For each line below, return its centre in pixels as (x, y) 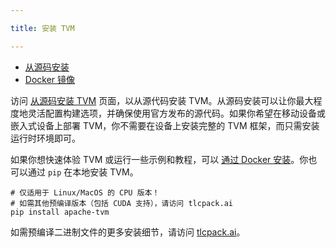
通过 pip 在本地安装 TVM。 (83, 172)
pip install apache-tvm (60, 212)
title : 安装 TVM (42, 28)
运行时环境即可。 (45, 138)
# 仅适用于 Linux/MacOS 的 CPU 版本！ (85, 192)
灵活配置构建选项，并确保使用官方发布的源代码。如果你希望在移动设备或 (176, 113)
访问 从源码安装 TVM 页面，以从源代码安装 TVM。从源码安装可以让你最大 (162, 100)
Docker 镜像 (50, 79)
